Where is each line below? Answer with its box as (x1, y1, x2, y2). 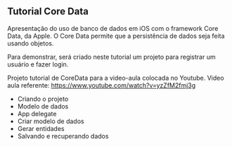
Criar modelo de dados (17, 117, 84, 125)
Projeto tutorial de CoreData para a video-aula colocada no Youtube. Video (7, 73, 224, 82)
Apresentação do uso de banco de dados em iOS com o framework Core (7, 24, 219, 32)
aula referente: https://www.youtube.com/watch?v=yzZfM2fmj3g (7, 80, 196, 90)
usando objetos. (7, 38, 54, 48)
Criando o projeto (17, 94, 69, 103)
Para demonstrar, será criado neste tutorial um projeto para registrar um (7, 52, 216, 61)
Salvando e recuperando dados (17, 132, 109, 140)
